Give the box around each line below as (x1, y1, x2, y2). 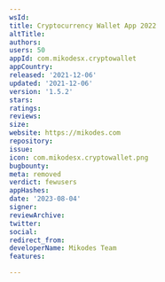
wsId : (9, 12, 29, 22)
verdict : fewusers (9, 178, 77, 187)
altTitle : (9, 29, 46, 38)
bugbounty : (9, 161, 50, 170)
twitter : (9, 219, 42, 228)
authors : (9, 37, 42, 47)
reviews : (9, 112, 42, 121)
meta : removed (9, 169, 62, 178)
